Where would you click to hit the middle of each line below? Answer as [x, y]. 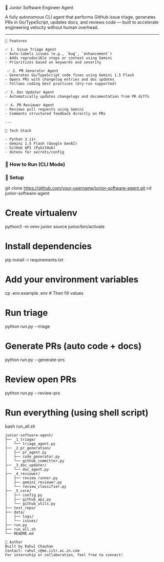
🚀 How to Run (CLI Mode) [35, 164]
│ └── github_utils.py [30, 503]
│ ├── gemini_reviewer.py [34, 482]
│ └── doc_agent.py [27, 469]
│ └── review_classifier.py [36, 486]
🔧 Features [16, 41]
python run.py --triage [28, 326]
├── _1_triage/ [20, 439]
